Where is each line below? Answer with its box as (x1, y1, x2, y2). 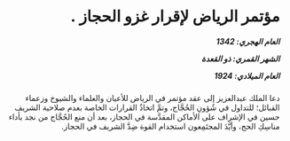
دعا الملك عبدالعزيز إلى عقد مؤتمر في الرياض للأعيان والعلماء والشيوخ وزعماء (25, 93, 280, 104)
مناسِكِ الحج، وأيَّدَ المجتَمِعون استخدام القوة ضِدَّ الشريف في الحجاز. (61, 121, 280, 132)
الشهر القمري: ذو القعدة (200, 53, 280, 64)
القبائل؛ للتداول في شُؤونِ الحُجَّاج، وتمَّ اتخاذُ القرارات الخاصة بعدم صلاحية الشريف (14, 102, 280, 113)
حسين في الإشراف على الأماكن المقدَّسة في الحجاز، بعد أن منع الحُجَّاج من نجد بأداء (8, 112, 280, 122)
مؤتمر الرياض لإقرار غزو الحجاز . (70, 6, 280, 27)
